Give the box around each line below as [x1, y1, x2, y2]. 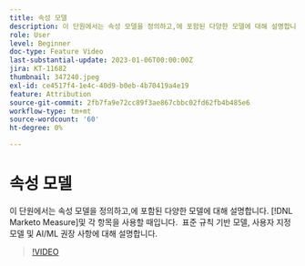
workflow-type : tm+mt [9, 107, 92, 116]
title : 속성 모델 [9, 13, 68, 23]
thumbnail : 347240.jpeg [9, 73, 100, 82]
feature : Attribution [9, 89, 92, 98]
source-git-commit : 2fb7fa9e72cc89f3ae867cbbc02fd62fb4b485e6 [9, 97, 250, 107]
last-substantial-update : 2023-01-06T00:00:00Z [9, 56, 194, 65]
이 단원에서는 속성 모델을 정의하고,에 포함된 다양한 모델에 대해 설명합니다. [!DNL [9, 205, 293, 216]
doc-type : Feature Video [9, 47, 104, 56]
